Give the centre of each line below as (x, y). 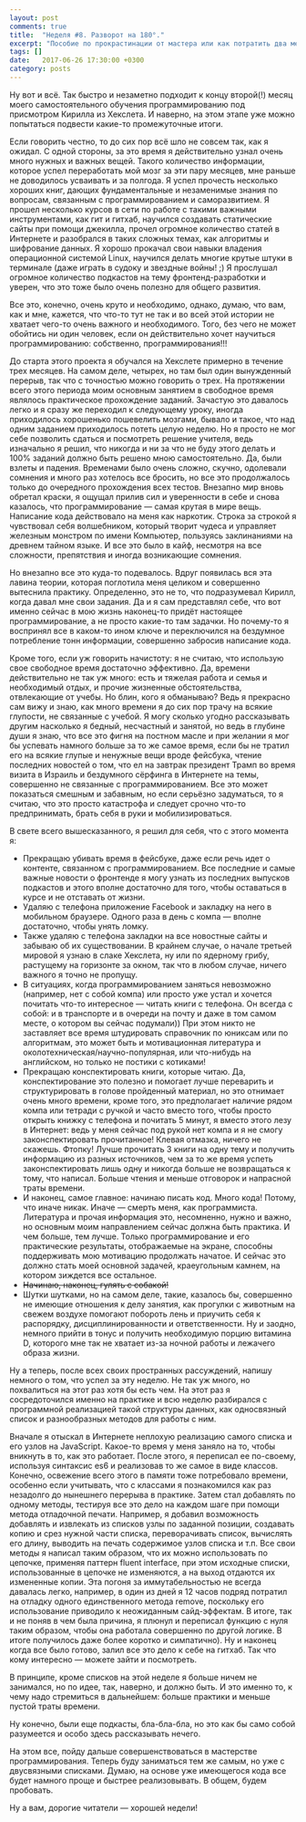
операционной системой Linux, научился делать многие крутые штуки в (151, 257)
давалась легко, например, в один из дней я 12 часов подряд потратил (148, 1591)
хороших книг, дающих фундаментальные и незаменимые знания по (144, 190)
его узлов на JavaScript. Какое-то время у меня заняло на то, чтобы (143, 1446)
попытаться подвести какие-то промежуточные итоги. (116, 123)
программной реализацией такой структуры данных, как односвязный (148, 1409)
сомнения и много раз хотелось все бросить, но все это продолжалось (150, 477)
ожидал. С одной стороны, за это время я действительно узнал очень (147, 151)
